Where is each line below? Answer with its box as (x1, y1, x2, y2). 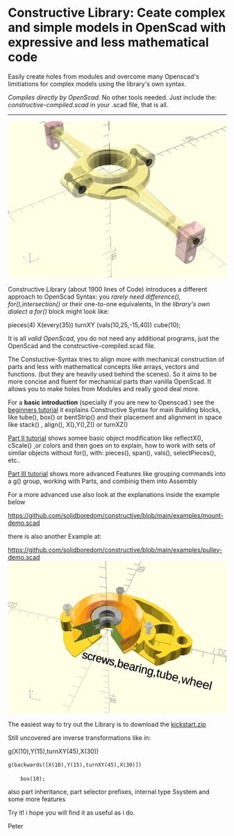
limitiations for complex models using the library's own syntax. (8, 79, 187, 88)
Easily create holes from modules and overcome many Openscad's (8, 72, 200, 81)
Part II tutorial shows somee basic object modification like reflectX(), (8, 434, 203, 442)
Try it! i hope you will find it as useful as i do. (8, 809, 135, 817)
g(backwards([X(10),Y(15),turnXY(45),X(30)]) (8, 762, 142, 768)
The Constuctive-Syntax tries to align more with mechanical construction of (8, 355, 225, 363)
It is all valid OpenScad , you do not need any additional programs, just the (8, 334, 219, 342)
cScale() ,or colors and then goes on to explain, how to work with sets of (8, 441, 216, 450)
